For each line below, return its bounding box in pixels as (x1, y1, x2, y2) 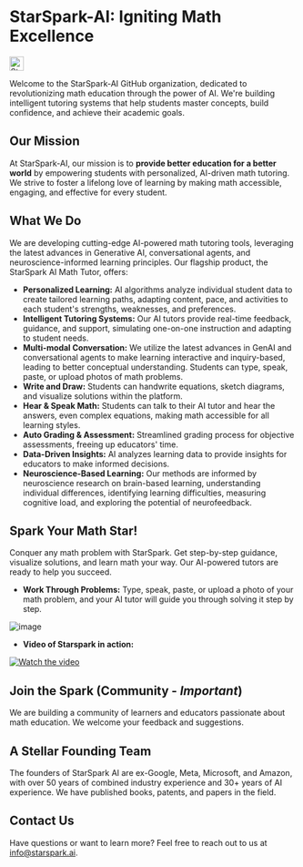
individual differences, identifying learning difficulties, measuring (22, 487, 267, 498)
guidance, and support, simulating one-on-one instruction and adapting (22, 322, 292, 333)
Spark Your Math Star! (9, 523, 138, 538)
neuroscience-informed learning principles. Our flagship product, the (9, 257, 268, 268)
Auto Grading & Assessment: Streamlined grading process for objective (22, 429, 295, 440)
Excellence (9, 25, 95, 46)
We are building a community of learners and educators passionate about (9, 708, 286, 719)
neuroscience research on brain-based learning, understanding (22, 477, 261, 488)
